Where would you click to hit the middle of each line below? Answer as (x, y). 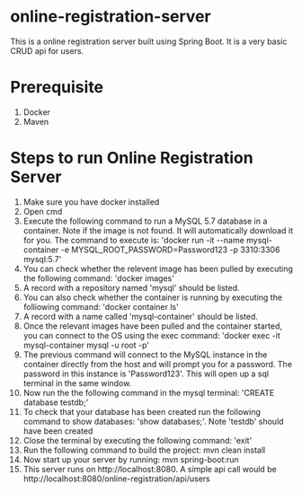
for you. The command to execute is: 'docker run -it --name (134, 240)
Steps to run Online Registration (132, 158)
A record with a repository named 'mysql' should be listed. (132, 287)
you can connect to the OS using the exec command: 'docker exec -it (152, 335)
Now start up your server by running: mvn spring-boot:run (131, 459)
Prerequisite (57, 88)
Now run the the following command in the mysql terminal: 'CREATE (149, 392)
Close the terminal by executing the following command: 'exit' (138, 440)
